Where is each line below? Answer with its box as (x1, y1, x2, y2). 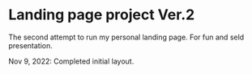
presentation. (8, 40, 53, 50)
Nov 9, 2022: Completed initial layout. (8, 56, 135, 66)
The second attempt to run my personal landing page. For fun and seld (8, 32, 245, 42)
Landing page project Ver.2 (8, 6, 195, 24)
